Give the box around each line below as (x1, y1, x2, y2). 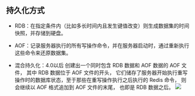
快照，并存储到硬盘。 (14, 29, 66, 36)
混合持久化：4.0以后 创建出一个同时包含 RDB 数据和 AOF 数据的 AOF (14, 61, 180, 68)
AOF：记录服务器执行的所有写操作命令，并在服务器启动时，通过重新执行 (14, 42, 189, 49)
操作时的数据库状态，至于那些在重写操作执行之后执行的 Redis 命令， (14, 76, 180, 83)
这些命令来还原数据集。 (14, 49, 71, 56)
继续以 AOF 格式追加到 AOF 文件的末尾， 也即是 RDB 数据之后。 (19, 84, 174, 91)
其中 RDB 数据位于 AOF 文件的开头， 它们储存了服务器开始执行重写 (26, 69, 188, 76)
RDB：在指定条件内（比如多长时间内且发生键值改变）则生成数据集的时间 (14, 22, 190, 29)
